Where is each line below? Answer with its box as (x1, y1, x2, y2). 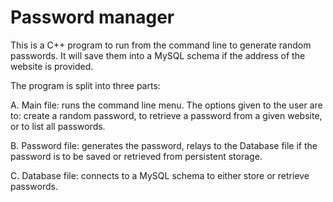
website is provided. (10, 60, 94, 72)
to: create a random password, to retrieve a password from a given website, (10, 109, 323, 121)
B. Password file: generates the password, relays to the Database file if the (10, 139, 318, 151)
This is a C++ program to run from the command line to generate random (10, 39, 312, 51)
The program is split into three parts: (10, 79, 161, 91)
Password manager (10, 6, 175, 29)
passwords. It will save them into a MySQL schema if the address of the (10, 49, 306, 61)
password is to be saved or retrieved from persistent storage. (10, 150, 263, 162)
